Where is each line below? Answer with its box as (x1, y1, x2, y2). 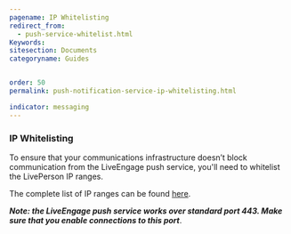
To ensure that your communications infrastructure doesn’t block (9, 152, 247, 163)
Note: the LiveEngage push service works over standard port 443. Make (9, 206, 283, 216)
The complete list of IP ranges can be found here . (9, 188, 191, 198)
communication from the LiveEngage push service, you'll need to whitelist (9, 161, 280, 172)
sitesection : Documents (9, 46, 98, 55)
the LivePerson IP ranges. (9, 171, 104, 182)
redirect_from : (9, 21, 66, 30)
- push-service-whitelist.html (17, 29, 133, 38)
